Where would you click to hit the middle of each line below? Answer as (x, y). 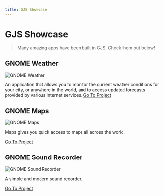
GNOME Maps (27, 111)
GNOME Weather (32, 63)
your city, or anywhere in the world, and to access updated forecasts (75, 90)
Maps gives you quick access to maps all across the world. (65, 132)
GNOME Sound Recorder (44, 157)
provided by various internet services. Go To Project (58, 95)
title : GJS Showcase (26, 10)
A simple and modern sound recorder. (44, 179)
